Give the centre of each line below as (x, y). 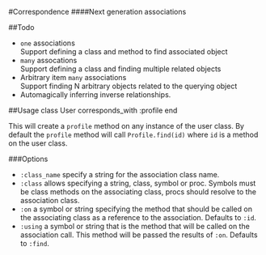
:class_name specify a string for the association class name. (120, 174)
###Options (28, 159)
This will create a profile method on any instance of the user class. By (127, 126)
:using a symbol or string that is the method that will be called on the (135, 226)
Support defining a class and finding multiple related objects (120, 69)
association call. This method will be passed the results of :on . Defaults (139, 235)
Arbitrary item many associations (73, 77)
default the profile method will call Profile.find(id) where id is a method (133, 134)
